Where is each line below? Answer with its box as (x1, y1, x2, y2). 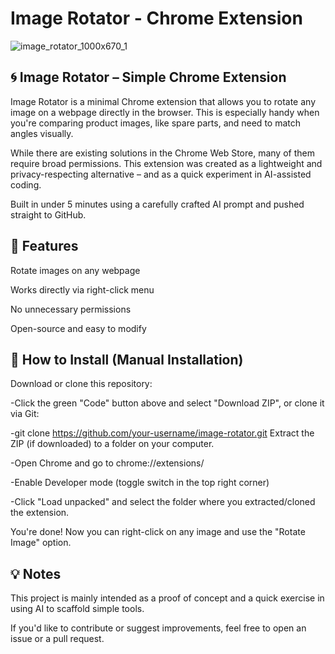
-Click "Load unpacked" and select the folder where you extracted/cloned (10, 496, 316, 508)
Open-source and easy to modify (10, 322, 147, 334)
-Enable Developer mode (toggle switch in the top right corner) (10, 477, 270, 489)
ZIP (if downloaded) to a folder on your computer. (10, 438, 215, 450)
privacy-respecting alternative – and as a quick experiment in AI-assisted (10, 168, 312, 180)
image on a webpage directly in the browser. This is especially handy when (10, 106, 320, 118)
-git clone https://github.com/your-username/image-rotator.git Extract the (10, 427, 315, 439)
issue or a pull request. (10, 633, 105, 645)
